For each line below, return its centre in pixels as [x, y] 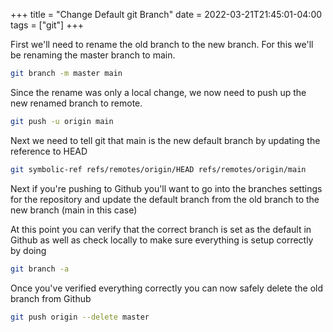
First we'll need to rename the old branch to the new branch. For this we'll [162, 44]
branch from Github [51, 298]
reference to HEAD [49, 151]
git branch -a [40, 269]
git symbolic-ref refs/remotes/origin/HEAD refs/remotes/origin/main [158, 169]
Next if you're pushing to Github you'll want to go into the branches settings [166, 188]
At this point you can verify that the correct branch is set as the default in [161, 229]
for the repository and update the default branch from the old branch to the [165, 199]
